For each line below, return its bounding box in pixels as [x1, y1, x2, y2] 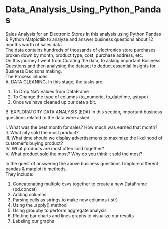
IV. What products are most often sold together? [5, 145, 104, 151]
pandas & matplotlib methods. [5, 166, 67, 172]
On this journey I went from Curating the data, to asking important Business [5, 57, 161, 63]
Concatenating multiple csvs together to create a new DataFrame [12, 181, 147, 187]
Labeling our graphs [12, 218, 54, 224]
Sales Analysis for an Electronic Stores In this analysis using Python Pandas [5, 31, 161, 37]
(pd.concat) [12, 186, 37, 192]
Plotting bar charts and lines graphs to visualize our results [12, 212, 134, 219]
